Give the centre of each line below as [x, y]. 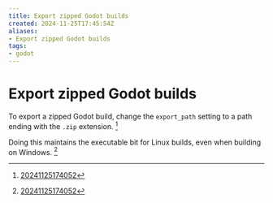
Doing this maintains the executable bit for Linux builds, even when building [135, 142]
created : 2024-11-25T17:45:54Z [61, 24]
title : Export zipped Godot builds [69, 16]
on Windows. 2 [33, 151]
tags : [17, 46]
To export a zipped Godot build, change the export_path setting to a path [130, 116]
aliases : [23, 31]
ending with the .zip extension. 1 [63, 125]
